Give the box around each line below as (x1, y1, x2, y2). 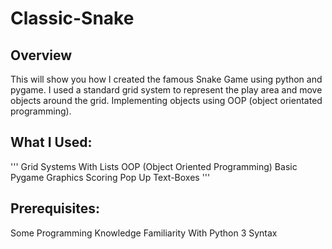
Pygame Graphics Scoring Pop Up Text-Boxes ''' (10, 171, 211, 183)
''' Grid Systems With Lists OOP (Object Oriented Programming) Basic (10, 160, 298, 172)
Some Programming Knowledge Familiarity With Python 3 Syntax (10, 227, 278, 239)
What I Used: (10, 134, 93, 151)
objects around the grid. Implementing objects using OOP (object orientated (10, 95, 323, 106)
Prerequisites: (10, 200, 100, 217)
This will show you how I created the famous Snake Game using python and (10, 73, 323, 85)
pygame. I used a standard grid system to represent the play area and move (10, 84, 323, 96)
